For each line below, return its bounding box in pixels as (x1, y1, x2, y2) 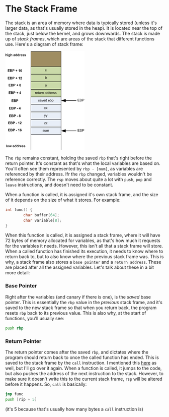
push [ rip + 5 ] (5, 397, 37, 402)
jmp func (5, 391, 24, 396)
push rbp (5, 326, 24, 331)
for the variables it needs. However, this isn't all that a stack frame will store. (5, 243, 163, 249)
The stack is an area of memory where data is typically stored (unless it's (5, 20, 157, 26)
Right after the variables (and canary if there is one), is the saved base (5, 293, 151, 300)
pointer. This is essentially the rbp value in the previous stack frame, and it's (5, 299, 162, 305)
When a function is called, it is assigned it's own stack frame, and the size (5, 191, 158, 197)
